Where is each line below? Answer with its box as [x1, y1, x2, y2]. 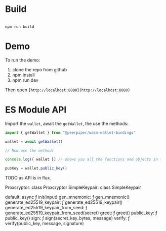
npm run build [5, 24, 35, 29]
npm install [12, 72, 35, 78]
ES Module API [5, 104, 67, 115]
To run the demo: [5, 57, 41, 63]
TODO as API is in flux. [5, 175, 51, 181]
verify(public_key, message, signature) [5, 221, 84, 227]
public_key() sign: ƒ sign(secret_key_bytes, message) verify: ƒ [5, 215, 130, 221]
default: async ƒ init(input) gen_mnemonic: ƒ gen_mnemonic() [5, 194, 130, 200]
